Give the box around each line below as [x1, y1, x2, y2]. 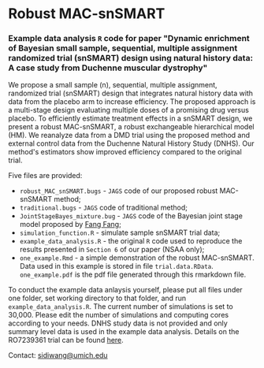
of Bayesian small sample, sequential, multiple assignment [8, 43, 238, 54]
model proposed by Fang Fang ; [19, 220, 122, 229]
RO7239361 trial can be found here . [8, 336, 124, 345]
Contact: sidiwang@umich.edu [8, 351, 108, 360]
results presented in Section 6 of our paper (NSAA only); [19, 245, 205, 255]
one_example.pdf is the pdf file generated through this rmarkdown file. [19, 269, 247, 280]
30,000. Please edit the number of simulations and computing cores [8, 310, 229, 320]
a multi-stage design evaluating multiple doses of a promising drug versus [8, 106, 250, 115]
